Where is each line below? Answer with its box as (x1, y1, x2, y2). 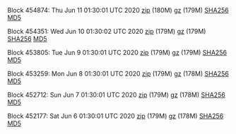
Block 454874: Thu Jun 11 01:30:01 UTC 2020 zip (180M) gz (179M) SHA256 (7, 6, 229, 14)
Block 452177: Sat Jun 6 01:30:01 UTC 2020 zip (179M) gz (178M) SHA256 (7, 112, 224, 120)
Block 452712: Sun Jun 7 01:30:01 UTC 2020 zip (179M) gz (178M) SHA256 (7, 91, 226, 99)
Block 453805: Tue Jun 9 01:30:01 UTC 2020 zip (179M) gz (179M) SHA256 (7, 49, 228, 56)
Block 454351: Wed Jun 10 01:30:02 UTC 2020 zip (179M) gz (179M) (7, 28, 206, 35)
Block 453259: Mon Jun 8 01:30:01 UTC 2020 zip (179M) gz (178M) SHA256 (7, 70, 230, 78)
